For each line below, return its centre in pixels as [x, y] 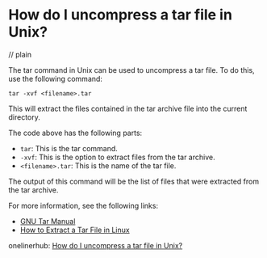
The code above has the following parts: [75, 133]
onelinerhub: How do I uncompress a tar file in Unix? [96, 245]
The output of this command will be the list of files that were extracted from [134, 181]
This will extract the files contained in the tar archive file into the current [128, 108]
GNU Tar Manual [48, 221]
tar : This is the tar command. [69, 148]
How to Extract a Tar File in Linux [75, 230]
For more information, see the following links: [83, 205]
